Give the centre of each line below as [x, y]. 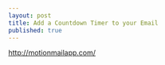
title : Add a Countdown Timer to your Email [83, 23]
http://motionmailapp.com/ [52, 53]
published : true [35, 30]
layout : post [30, 15]
